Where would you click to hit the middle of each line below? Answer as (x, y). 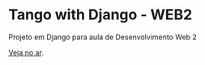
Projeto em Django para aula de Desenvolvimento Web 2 (102, 37)
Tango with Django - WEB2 (100, 15)
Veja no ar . (26, 52)
